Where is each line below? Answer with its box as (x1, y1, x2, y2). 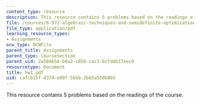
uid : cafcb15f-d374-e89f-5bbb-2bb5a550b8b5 (6, 75, 116, 81)
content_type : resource (6, 8, 65, 15)
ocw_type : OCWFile (6, 42, 52, 48)
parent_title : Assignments (6, 48, 73, 53)
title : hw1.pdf (6, 70, 44, 75)
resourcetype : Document (6, 64, 65, 70)
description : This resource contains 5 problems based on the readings (6, 14, 187, 20)
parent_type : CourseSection (6, 53, 76, 59)
